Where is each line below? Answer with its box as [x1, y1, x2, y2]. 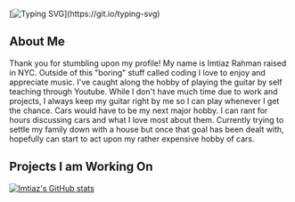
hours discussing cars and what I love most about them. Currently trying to [9, 114, 284, 125]
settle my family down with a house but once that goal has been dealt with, [9, 124, 284, 134]
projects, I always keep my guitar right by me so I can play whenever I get [9, 95, 280, 106]
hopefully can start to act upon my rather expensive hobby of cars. [9, 133, 255, 144]
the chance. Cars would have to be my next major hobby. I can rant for [9, 105, 268, 116]
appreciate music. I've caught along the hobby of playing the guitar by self [9, 77, 283, 87]
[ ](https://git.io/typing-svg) [9, 9, 160, 19]
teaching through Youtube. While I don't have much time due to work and [9, 85, 278, 97]
